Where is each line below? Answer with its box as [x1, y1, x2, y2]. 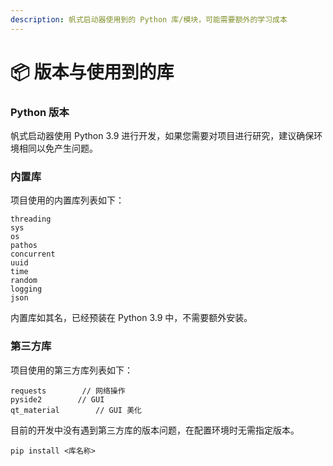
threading [10, 214, 52, 225]
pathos [10, 241, 38, 251]
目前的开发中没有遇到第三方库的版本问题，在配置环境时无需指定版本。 [10, 424, 300, 436]
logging [10, 284, 43, 295]
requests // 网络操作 [10, 386, 126, 396]
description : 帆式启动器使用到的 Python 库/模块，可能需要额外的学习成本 [10, 14, 288, 25]
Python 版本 [10, 105, 70, 119]
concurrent [10, 249, 56, 260]
